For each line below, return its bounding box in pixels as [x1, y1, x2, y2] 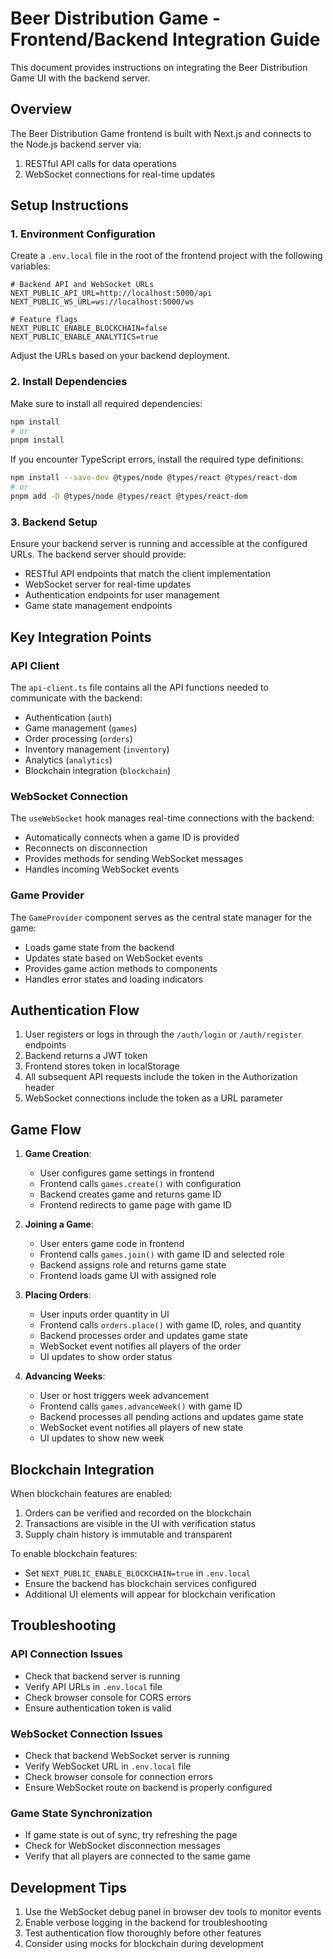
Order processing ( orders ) [24, 732, 133, 744]
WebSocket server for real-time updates [24, 578, 192, 591]
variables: [10, 260, 51, 272]
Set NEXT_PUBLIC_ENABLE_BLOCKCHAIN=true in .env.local [24, 1567, 252, 1579]
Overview [10, 101, 73, 118]
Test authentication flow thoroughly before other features [24, 1927, 262, 1939]
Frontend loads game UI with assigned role [39, 1270, 217, 1282]
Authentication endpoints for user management [24, 589, 220, 601]
